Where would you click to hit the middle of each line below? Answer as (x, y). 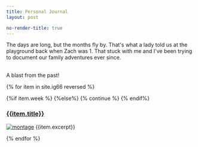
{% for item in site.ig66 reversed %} (51, 87)
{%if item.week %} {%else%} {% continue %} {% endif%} (78, 98)
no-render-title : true (34, 28)
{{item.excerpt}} (56, 127)
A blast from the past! (33, 76)
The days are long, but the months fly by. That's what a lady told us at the (97, 45)
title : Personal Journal (37, 12)
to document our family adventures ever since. (64, 58)
